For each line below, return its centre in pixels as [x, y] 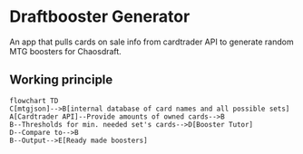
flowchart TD [34, 101]
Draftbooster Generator [100, 17]
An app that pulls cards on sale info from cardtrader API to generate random [151, 42]
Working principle [61, 80]
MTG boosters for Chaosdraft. [66, 51]
